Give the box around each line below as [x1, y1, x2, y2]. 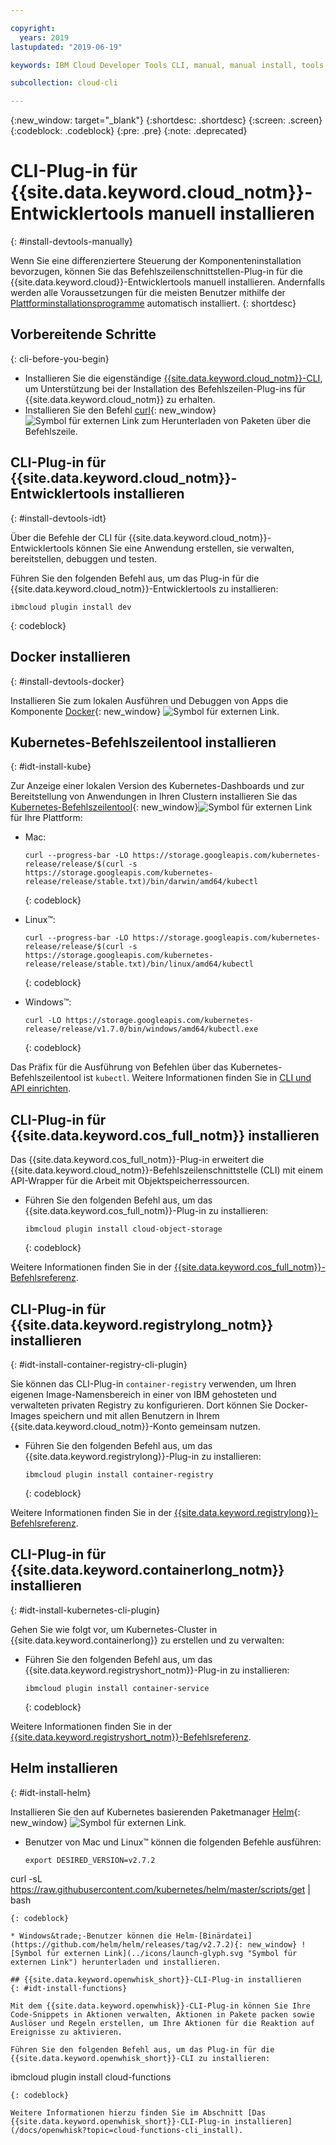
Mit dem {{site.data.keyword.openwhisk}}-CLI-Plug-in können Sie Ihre [10, 2001, 311, 2011]
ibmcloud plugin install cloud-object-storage [24, 1224, 223, 1235]
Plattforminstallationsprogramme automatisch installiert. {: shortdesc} [10, 297, 297, 310]
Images [10, 1409, 42, 1421]
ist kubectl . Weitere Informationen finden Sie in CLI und [83, 1072, 312, 1084]
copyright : [10, 23, 56, 33]
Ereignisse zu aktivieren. [10, 2027, 123, 2037]
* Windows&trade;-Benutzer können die [10, 1931, 172, 1941]
